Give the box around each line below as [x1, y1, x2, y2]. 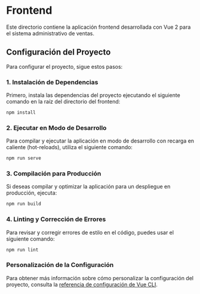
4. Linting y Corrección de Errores [6, 215, 106, 223]
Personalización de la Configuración [6, 261, 114, 269]
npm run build [6, 201, 42, 207]
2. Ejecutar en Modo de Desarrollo [6, 123, 107, 132]
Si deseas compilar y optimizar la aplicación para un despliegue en [6, 183, 171, 190]
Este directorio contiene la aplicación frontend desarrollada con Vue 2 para [6, 23, 191, 31]
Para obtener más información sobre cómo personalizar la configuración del [6, 274, 194, 281]
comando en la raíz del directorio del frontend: [6, 98, 121, 105]
